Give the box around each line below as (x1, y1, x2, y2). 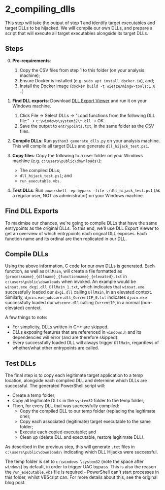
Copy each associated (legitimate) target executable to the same (19, 419, 151, 424)
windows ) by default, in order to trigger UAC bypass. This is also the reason (5, 464, 156, 470)
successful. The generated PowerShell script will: (5, 383, 105, 389)
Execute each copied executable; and (19, 429, 96, 435)
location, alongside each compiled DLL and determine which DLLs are (5, 378, 147, 384)
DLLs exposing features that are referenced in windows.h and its (12, 329, 141, 335)
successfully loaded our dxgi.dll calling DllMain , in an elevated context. (5, 289, 153, 295)
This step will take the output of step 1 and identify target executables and (5, 20, 155, 26)
